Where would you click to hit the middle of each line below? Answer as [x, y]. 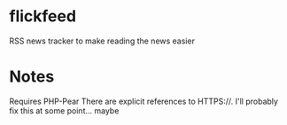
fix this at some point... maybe [64, 110]
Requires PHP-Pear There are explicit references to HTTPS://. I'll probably [144, 101]
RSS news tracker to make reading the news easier [102, 41]
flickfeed [43, 16]
